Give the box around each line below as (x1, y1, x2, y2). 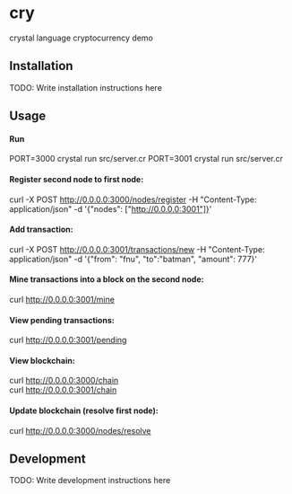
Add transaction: (9, 224, 73, 235)
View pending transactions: (9, 314, 115, 325)
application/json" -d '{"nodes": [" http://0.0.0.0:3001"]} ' (9, 203, 212, 214)
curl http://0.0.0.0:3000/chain (9, 375, 119, 386)
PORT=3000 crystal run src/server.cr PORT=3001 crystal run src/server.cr (9, 154, 284, 164)
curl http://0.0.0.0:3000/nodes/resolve (9, 425, 151, 436)
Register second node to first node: (9, 173, 144, 184)
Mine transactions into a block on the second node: (9, 274, 204, 285)
